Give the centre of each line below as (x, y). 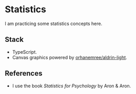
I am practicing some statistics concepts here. (54, 24)
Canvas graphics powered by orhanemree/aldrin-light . (70, 57)
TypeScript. (24, 52)
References (24, 73)
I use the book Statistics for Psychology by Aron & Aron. (72, 86)
